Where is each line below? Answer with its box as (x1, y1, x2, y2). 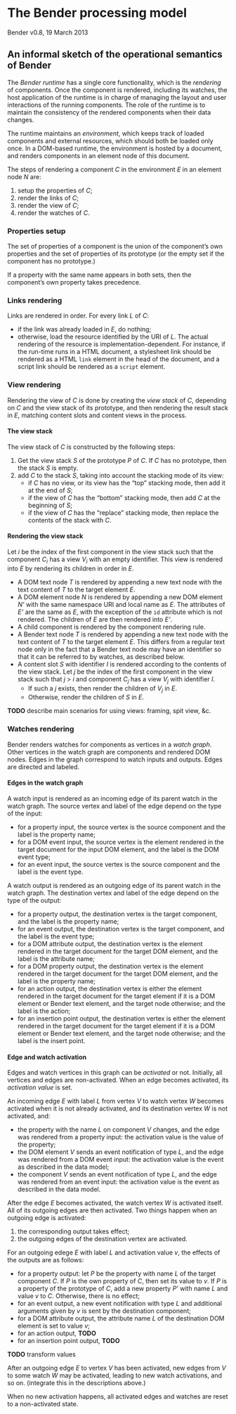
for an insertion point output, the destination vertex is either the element (17, 1014, 226, 1023)
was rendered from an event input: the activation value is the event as (17, 1178, 220, 1186)
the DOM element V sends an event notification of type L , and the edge (17, 1148, 224, 1156)
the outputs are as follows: (7, 1256, 84, 1264)
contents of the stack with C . (27, 516, 112, 524)
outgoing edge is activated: (7, 1214, 86, 1222)
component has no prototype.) (7, 257, 96, 266)
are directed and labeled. (7, 762, 80, 771)
